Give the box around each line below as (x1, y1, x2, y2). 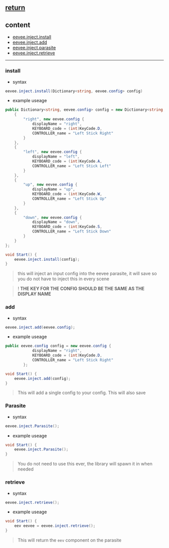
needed (17, 466, 34, 472)
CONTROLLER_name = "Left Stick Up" (32, 196, 107, 201)
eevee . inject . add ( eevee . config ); (5, 325, 75, 330)
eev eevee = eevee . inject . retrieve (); (14, 523, 96, 528)
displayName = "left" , (32, 154, 80, 160)
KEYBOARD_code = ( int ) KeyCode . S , (32, 224, 102, 229)
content (5, 21, 31, 29)
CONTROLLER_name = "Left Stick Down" (32, 229, 112, 234)
